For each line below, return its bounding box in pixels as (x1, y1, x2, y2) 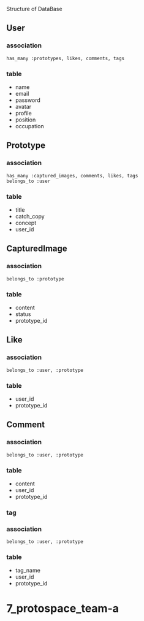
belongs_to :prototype (6, 276, 64, 282)
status (15, 310, 31, 318)
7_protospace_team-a (6, 601, 119, 615)
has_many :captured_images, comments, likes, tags (6, 172, 138, 179)
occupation (15, 122, 44, 129)
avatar (15, 102, 32, 110)
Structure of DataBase (6, 6, 63, 12)
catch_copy (15, 212, 45, 220)
